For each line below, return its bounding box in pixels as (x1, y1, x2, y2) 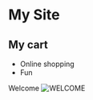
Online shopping (19, 59, 75, 69)
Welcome (8, 83, 40, 93)
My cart (8, 38, 48, 52)
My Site (8, 6, 60, 24)
